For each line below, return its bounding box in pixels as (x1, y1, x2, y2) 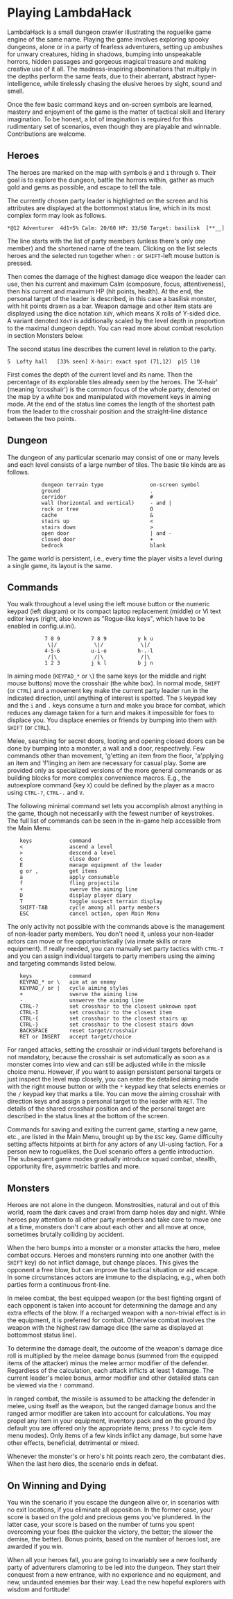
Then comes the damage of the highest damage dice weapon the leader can (7, 272, 226, 280)
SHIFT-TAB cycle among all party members (19, 904, 159, 912)
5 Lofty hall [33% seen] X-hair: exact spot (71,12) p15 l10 (7, 358, 200, 365)
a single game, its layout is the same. (7, 561, 113, 570)
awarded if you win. (7, 1542, 64, 1550)
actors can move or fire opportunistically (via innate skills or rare (7, 937, 191, 946)
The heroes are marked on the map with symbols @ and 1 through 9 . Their (7, 168, 217, 176)
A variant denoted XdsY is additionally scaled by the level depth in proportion (7, 316, 225, 325)
